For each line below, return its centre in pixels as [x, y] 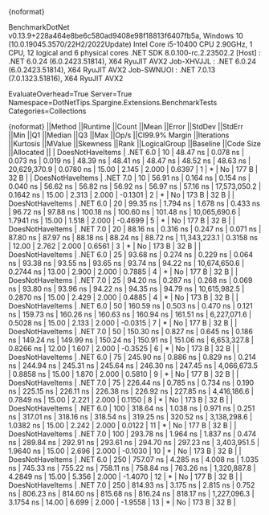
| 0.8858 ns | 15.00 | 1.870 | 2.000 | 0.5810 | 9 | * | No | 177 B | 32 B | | [124, 374]
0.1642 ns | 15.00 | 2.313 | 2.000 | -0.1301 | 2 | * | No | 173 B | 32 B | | [122, 195]
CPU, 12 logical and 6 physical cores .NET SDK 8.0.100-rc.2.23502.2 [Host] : [134, 53]
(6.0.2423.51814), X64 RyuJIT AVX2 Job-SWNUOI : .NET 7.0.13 [112, 70]
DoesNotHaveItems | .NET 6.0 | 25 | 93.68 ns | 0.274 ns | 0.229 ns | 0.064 [131, 255]
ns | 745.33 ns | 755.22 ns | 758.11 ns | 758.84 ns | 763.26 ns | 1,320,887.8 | [132, 468]
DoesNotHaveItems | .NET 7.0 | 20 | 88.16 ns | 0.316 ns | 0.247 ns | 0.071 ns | [135, 229]
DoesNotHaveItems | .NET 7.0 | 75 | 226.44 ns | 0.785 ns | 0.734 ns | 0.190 [131, 382]
